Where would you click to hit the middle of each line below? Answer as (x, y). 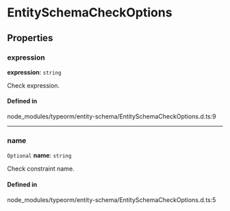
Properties (30, 38)
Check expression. (34, 85)
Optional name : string (39, 156)
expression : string (34, 72)
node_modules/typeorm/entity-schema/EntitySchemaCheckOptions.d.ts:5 (112, 199)
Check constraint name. (41, 169)
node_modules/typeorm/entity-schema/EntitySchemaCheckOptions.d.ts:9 (112, 116)
